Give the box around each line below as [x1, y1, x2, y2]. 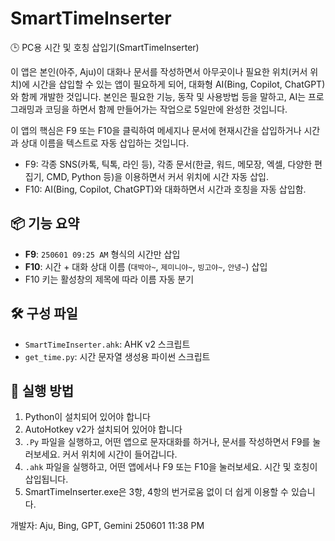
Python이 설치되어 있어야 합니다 [24, 411, 151, 423]
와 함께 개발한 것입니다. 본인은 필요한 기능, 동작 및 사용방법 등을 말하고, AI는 [10, 90, 307, 102]
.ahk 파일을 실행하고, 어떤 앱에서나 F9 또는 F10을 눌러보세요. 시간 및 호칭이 [24, 461, 318, 473]
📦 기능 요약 [10, 215, 80, 232]
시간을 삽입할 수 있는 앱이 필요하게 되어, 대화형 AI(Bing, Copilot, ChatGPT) [31, 78, 326, 90]
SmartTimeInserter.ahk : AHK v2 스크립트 [24, 338, 191, 350]
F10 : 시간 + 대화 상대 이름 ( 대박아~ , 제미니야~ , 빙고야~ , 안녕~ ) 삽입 [24, 260, 268, 272]
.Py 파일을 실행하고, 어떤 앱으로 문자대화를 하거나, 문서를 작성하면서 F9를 [24, 436, 311, 448]
